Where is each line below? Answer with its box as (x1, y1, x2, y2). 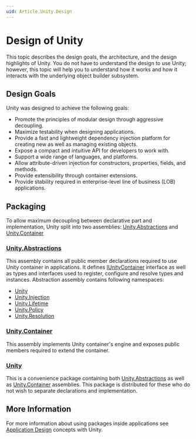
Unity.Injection (14, 294, 50, 301)
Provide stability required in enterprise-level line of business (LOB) (14, 178, 176, 185)
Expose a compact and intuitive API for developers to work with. (14, 147, 170, 154)
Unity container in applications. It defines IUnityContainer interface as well (6, 264, 186, 271)
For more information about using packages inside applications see (6, 420, 169, 427)
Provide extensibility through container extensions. (14, 172, 138, 179)
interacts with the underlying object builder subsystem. (6, 72, 140, 79)
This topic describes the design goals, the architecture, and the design (6, 53, 177, 60)
